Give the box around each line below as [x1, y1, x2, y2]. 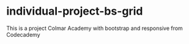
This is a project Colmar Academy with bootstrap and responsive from [6, 24, 183, 32]
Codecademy [6, 31, 41, 38]
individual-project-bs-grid [6, 4, 143, 18]
